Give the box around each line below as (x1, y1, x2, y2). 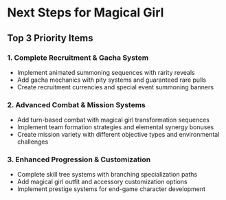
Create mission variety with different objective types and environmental (16, 131, 220, 139)
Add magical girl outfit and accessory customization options (16, 177, 188, 186)
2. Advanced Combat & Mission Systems (7, 100, 146, 109)
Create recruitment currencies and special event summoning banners (16, 82, 214, 91)
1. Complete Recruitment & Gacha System (7, 53, 149, 63)
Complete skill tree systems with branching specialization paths (16, 170, 198, 179)
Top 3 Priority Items (7, 32, 94, 44)
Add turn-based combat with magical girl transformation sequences (16, 115, 210, 124)
